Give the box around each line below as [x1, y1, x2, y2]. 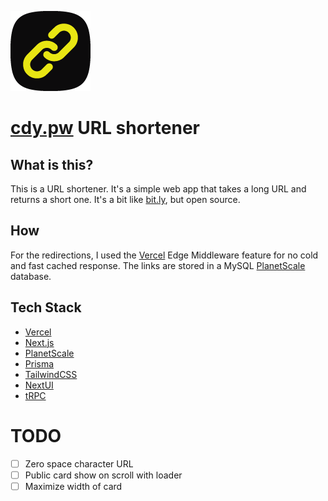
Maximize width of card [24, 480, 123, 492]
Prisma [24, 357, 55, 370]
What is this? [10, 156, 94, 173]
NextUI [24, 379, 54, 391]
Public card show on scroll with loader [24, 469, 183, 481]
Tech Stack [10, 299, 82, 316]
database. [10, 270, 52, 282]
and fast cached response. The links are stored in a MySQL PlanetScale [10, 259, 306, 271]
